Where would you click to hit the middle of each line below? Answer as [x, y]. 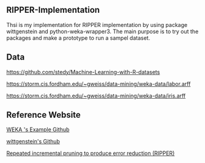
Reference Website [43, 115]
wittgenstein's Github [33, 142]
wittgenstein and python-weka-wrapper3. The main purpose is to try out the [102, 31]
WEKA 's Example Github [38, 130]
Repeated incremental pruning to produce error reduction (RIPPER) [91, 153]
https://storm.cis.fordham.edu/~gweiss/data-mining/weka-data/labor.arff [99, 84]
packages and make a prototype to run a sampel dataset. [78, 38]
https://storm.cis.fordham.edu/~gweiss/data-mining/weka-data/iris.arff [96, 96]
